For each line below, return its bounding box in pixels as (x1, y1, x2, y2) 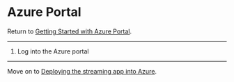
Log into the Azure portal (17, 47, 89, 56)
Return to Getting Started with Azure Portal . (7, 27, 132, 35)
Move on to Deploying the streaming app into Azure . (7, 67, 157, 75)
